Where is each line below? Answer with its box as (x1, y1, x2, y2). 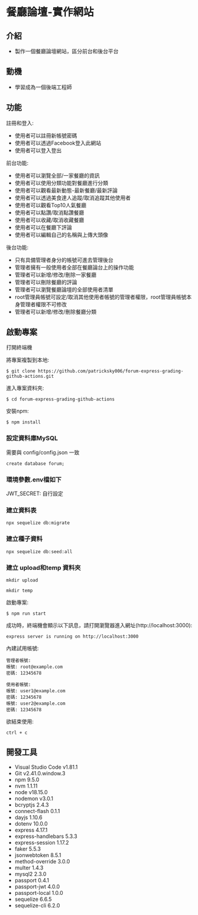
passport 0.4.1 (14, 877, 49, 884)
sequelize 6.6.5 (14, 895, 52, 903)
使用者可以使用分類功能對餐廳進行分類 (14, 179, 108, 187)
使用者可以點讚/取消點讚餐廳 (14, 208, 85, 216)
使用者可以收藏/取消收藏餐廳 (14, 216, 85, 223)
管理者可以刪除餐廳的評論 (14, 278, 77, 285)
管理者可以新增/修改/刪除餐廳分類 (14, 308, 96, 315)
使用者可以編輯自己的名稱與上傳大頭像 (14, 231, 108, 238)
